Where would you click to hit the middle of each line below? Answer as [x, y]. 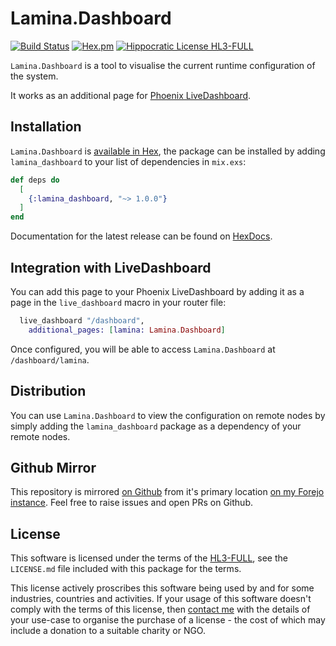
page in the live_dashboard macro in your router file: [118, 302]
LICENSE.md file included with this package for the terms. [126, 569]
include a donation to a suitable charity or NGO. [108, 631]
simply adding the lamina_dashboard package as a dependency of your [156, 426]
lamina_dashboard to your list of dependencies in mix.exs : [128, 161]
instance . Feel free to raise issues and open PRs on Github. [131, 503]
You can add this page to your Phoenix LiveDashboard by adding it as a [157, 291]
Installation [46, 127]
